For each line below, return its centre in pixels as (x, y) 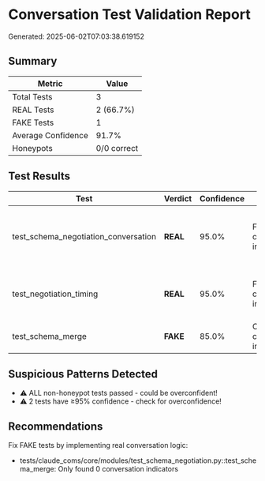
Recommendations (56, 426)
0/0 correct (117, 148)
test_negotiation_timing (55, 294)
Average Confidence (50, 135)
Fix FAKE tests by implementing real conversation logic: (98, 445)
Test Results (39, 177)
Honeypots (32, 148)
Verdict (178, 198)
